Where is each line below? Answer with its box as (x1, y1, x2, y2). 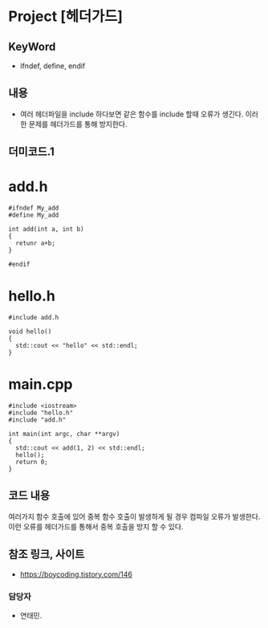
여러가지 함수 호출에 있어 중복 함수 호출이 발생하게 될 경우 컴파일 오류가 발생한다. (8, 512, 261, 521)
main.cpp (8, 375, 73, 394)
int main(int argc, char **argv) (8, 430, 120, 438)
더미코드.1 (8, 145, 55, 159)
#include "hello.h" (8, 409, 74, 418)
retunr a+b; (15, 239, 56, 247)
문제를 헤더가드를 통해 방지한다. (28, 119, 128, 128)
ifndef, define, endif (19, 61, 86, 71)
